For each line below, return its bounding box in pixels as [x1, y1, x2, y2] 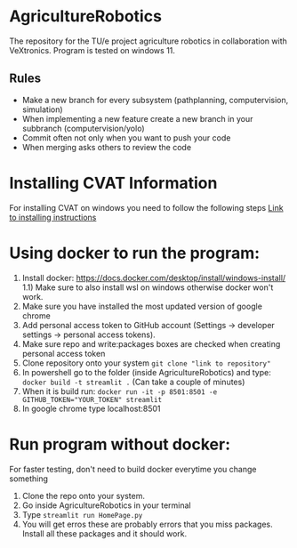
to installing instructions [9, 212, 97, 222]
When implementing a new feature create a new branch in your [21, 113, 253, 124]
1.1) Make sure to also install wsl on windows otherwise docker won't [21, 282, 274, 293]
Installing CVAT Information [9, 173, 218, 193]
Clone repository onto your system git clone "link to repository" [21, 358, 271, 368]
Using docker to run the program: [9, 243, 261, 263]
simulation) [21, 104, 64, 115]
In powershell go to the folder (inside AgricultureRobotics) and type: [21, 367, 271, 377]
